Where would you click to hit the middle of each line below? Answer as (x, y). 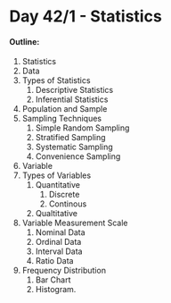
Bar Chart (53, 280)
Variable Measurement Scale (75, 223)
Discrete (64, 195)
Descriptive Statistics (74, 90)
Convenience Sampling (78, 156)
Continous (68, 204)
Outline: (24, 41)
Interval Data (59, 251)
